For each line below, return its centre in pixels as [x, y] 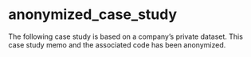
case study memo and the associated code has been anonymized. [117, 44]
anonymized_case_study [93, 15]
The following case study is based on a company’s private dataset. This [125, 36]
